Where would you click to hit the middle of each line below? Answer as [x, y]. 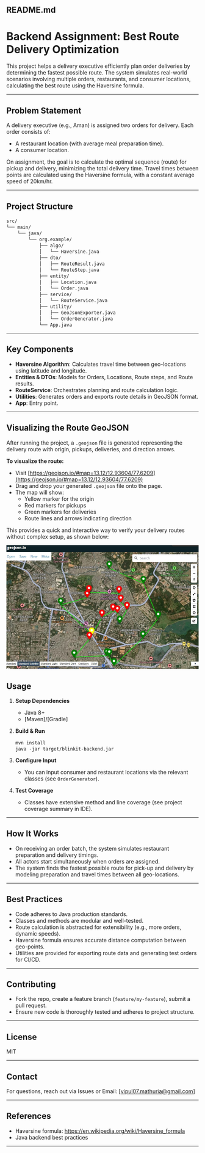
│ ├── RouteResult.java [72, 264]
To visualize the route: [35, 461]
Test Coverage [34, 790]
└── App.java [55, 325]
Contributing [31, 984]
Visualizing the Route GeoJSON [68, 428]
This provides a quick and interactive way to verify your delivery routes [95, 530]
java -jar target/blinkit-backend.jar [64, 749]
